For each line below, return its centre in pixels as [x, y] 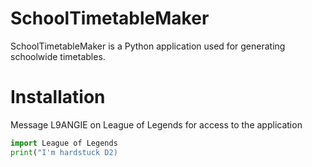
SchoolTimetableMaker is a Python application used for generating [148, 46]
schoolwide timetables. [58, 56]
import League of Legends [64, 143]
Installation [58, 97]
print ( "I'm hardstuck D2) [64, 152]
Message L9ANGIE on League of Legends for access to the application [156, 124]
